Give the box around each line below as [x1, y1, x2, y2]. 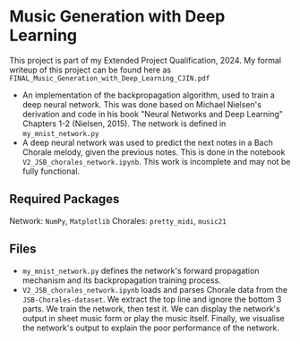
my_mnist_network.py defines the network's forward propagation [21, 265, 260, 276]
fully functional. [21, 166, 81, 176]
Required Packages [9, 192, 120, 207]
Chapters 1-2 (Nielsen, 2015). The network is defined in [21, 118, 227, 129]
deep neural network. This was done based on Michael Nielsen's [21, 98, 262, 109]
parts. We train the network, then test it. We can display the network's [21, 303, 280, 314]
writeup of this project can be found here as [9, 64, 172, 75]
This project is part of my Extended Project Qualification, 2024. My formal [9, 55, 282, 65]
